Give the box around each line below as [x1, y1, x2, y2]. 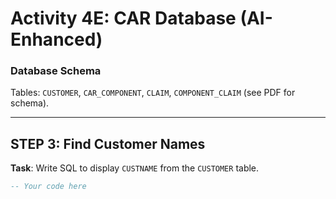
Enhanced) [10, 28, 103, 51]
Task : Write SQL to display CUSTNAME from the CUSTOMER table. [10, 162, 260, 174]
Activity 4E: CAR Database [10, 7, 237, 30]
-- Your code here [10, 182, 87, 192]
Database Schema [10, 64, 102, 78]
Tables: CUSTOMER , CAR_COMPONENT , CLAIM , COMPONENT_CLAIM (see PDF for [10, 87, 296, 99]
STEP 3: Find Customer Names [10, 135, 206, 152]
